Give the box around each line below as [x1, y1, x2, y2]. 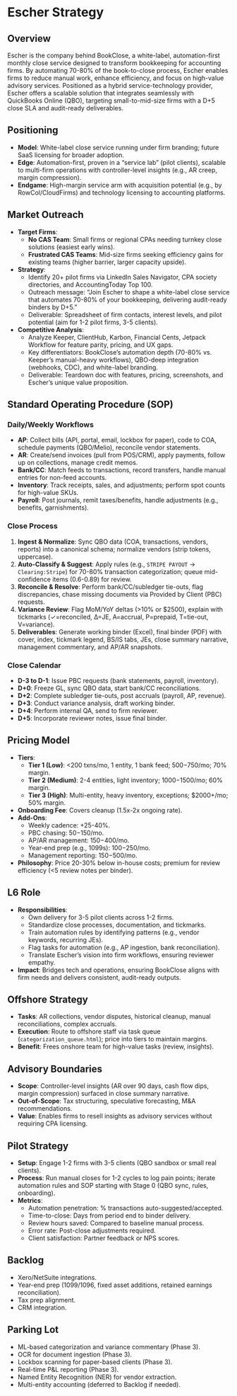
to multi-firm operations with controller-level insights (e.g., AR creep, [17, 166, 217, 174]
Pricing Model [7, 734, 71, 747]
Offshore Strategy [7, 993, 88, 1005]
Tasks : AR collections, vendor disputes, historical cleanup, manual [17, 1012, 211, 1021]
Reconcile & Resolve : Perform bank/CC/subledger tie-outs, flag [17, 582, 203, 591]
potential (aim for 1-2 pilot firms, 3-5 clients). [28, 318, 159, 326]
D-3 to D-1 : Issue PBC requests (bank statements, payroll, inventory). [17, 676, 219, 685]
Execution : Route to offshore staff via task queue [17, 1027, 161, 1036]
